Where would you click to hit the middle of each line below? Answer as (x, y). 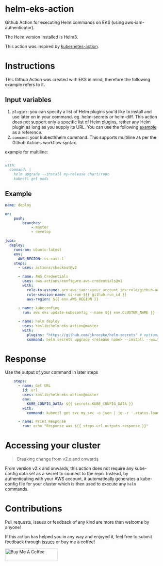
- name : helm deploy (39, 321)
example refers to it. (25, 84)
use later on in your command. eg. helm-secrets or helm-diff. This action (85, 117)
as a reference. (27, 132)
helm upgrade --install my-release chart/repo (62, 174)
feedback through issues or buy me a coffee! (50, 542)
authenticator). (20, 27)
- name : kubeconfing (39, 308)
